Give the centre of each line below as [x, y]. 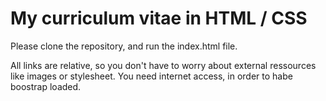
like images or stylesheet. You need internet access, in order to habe [151, 76]
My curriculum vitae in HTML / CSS [159, 18]
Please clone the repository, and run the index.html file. [124, 46]
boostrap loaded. [46, 86]
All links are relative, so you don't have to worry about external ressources [163, 65]
